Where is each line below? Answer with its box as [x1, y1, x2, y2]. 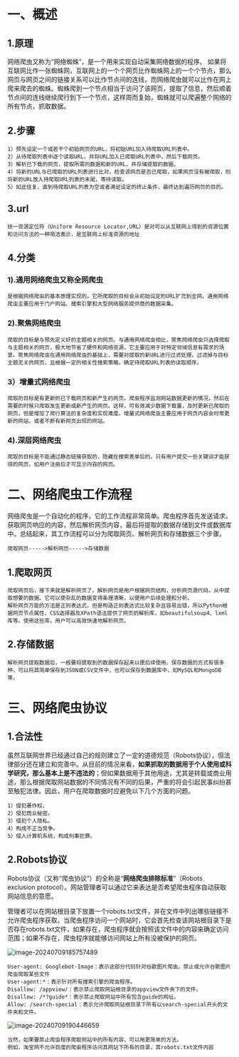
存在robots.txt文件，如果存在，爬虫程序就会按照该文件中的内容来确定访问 [13, 924, 229, 933]
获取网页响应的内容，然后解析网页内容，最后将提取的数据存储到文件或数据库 [7, 521, 232, 529]
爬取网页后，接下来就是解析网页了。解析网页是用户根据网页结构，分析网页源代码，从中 [7, 586, 225, 594]
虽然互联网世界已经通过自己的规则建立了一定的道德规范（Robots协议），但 [7, 750, 224, 760]
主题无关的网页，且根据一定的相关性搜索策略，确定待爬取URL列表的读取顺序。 [7, 359, 203, 366]
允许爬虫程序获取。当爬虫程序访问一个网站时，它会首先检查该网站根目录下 [7, 916, 225, 924]
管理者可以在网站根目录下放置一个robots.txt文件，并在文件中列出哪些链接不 [7, 907, 229, 915]
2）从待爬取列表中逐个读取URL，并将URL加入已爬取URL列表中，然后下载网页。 [7, 153, 204, 160]
